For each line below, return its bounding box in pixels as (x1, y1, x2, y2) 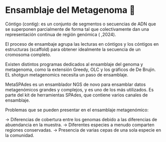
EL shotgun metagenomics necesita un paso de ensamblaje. (5, 71, 128, 77)
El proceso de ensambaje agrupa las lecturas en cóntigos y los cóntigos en (5, 41, 159, 47)
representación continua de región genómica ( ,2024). (5, 31, 116, 37)
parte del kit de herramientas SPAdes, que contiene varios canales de (5, 92, 148, 98)
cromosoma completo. (5, 52, 51, 58)
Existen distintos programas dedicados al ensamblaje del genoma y (5, 61, 143, 67)
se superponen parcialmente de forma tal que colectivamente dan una (5, 26, 149, 32)
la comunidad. (5, 132, 34, 138)
